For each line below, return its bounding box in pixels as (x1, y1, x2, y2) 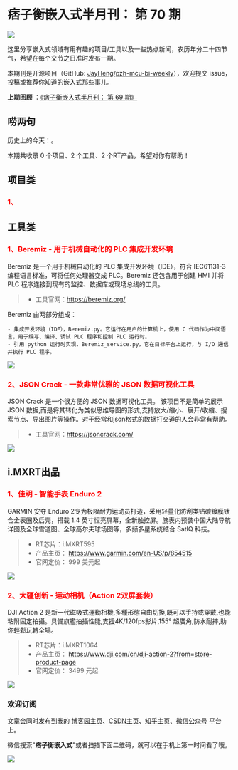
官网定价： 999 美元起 (35, 557, 101, 566)
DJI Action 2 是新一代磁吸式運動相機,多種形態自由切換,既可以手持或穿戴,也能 (7, 608, 231, 617)
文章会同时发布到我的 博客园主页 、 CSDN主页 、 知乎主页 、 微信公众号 (7, 717, 207, 725)
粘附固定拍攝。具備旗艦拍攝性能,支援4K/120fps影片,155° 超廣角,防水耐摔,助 (7, 617, 227, 625)
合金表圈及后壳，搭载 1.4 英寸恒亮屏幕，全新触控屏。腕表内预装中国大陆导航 (7, 516, 231, 524)
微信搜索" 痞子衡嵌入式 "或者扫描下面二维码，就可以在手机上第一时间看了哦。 (7, 741, 232, 749)
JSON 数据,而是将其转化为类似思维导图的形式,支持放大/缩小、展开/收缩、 (7, 406, 222, 415)
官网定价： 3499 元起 (35, 667, 99, 675)
